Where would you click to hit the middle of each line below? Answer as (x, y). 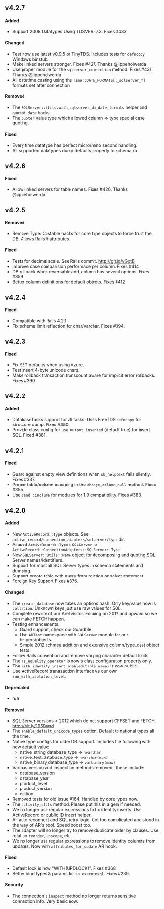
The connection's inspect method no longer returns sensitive (74, 896)
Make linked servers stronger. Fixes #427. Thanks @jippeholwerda (79, 64)
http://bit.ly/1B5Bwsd (33, 726)
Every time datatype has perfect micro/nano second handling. (75, 145)
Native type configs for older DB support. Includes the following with (81, 742)
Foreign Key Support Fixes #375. (45, 581)
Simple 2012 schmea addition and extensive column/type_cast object (89, 645)
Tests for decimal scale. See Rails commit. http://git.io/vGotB (73, 261)
